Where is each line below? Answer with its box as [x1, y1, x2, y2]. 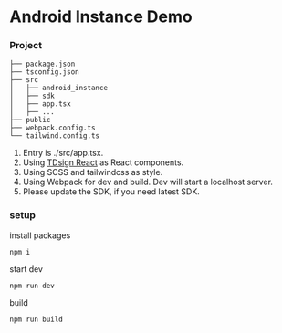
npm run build [9, 315, 64, 324]
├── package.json [9, 59, 76, 69]
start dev [9, 263, 44, 275]
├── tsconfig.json [9, 68, 79, 77]
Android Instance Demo [9, 6, 193, 27]
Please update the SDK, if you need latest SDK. [22, 186, 201, 197]
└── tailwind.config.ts [9, 131, 100, 140]
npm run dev [9, 281, 55, 290]
